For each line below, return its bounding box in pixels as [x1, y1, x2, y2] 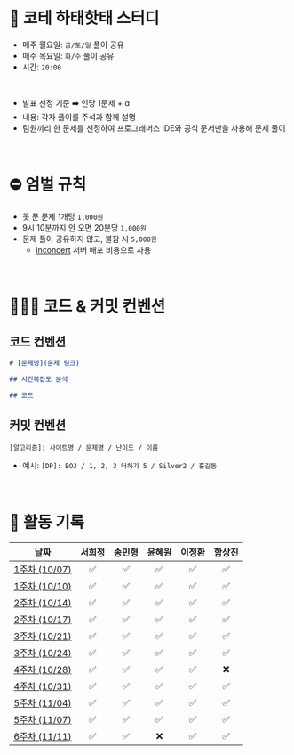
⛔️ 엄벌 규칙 [9, 175, 87, 195]
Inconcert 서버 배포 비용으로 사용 [35, 244, 152, 255]
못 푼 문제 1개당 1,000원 [21, 211, 104, 222]
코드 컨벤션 [9, 335, 67, 350]
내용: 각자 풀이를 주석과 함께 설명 [21, 111, 136, 122]
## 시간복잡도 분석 [9, 375, 68, 384]
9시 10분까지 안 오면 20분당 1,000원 [21, 222, 147, 232]
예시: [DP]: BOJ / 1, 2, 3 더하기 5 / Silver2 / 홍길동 [21, 460, 218, 471]
